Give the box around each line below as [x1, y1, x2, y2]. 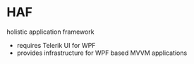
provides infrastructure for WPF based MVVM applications [16, 49, 188, 57]
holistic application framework [6, 27, 95, 36]
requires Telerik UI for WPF [16, 41, 96, 49]
